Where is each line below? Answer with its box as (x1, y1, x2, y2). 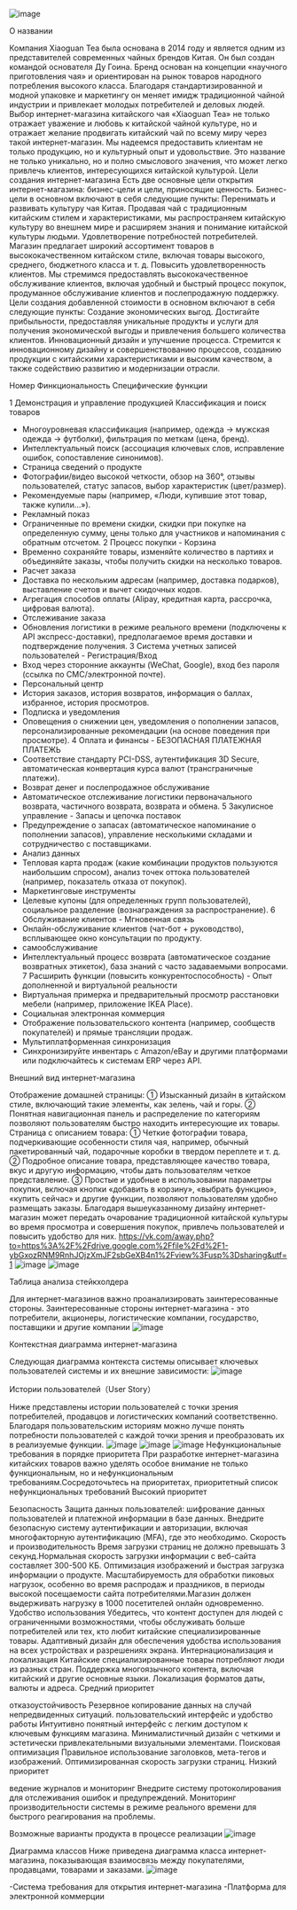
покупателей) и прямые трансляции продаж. (21, 1027, 193, 1037)
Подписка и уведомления (21, 707, 121, 717)
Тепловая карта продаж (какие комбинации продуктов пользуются (21, 857, 278, 868)
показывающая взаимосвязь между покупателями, (48, 1855, 246, 1866)
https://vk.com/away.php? (118, 1231, 215, 1241)
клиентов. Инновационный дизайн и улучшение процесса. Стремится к (9, 335, 281, 345)
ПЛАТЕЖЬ (21, 745, 62, 755)
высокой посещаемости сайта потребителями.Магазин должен (9, 1588, 251, 1599)
